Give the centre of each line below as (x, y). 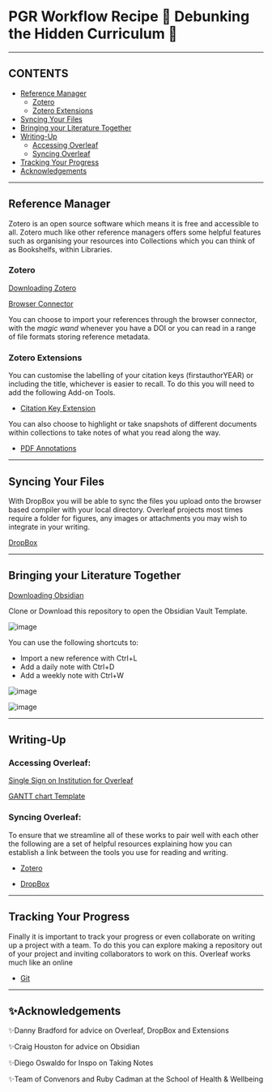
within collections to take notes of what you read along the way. (115, 432)
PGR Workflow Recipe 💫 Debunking (129, 17)
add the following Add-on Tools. (62, 393)
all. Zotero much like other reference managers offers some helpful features (135, 232)
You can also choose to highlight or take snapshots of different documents (133, 424)
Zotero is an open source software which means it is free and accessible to (134, 223)
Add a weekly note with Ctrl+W (72, 675)
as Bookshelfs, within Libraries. (60, 249)
